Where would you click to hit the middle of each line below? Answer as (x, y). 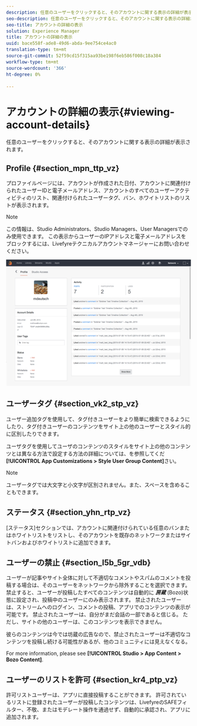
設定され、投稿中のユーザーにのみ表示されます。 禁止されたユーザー (99, 600)
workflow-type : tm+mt (33, 62)
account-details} (48, 125)
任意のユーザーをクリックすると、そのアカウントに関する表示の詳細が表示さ (98, 142)
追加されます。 (24, 717)
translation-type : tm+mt (36, 50)
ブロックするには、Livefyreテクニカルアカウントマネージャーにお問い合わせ (98, 243)
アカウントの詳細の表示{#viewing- (90, 112)
